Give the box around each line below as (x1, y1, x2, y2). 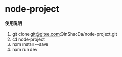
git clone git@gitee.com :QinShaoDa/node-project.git (12, 31, 117, 37)
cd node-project (12, 36, 45, 42)
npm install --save (12, 42, 48, 47)
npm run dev (12, 47, 38, 53)
